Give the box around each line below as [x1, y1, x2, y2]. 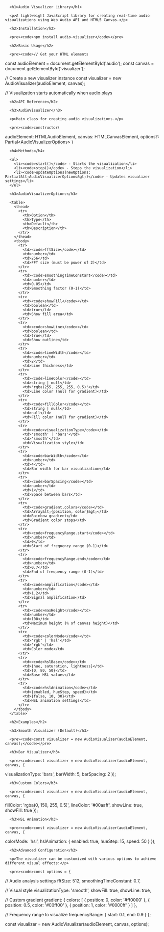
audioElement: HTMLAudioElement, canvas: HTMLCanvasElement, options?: [5, 134, 159, 139]
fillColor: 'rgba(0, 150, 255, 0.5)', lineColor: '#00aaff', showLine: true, [5, 802, 143, 808]
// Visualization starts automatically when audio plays [5, 90, 113, 96]
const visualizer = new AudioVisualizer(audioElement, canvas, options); [5, 921, 149, 927]
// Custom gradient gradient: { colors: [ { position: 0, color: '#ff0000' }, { [5, 897, 150, 903]
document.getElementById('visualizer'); [5, 66, 85, 71]
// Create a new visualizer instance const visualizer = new [5, 75, 121, 81]
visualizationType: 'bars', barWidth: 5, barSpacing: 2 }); [5, 771, 116, 777]
